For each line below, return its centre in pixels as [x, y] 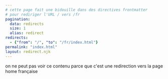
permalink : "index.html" [31, 47]
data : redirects [27, 24]
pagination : [18, 19]
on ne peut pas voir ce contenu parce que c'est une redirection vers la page [84, 66]
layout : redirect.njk [28, 51]
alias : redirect [27, 33]
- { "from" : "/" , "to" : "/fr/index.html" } [54, 42]
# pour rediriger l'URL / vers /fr [43, 14]
